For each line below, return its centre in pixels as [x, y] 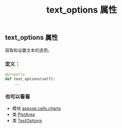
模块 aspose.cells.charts [36, 108]
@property [15, 74]
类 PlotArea [23, 114]
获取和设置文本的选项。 [28, 50]
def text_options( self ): [30, 79]
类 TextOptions [27, 120]
